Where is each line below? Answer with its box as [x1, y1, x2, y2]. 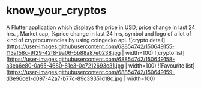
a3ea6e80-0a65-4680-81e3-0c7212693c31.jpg [6, 61, 124, 69]
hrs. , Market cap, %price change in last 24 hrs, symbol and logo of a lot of [6, 30, 192, 37]
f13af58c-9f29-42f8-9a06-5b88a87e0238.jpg [6, 49, 121, 56]
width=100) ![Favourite [128, 61, 185, 69]
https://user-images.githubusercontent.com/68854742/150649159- [8, 68, 175, 75]
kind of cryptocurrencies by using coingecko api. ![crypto [6, 36, 149, 43]
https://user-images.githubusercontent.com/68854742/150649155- [8, 43, 175, 50]
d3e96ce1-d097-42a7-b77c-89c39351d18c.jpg [6, 75, 123, 82]
